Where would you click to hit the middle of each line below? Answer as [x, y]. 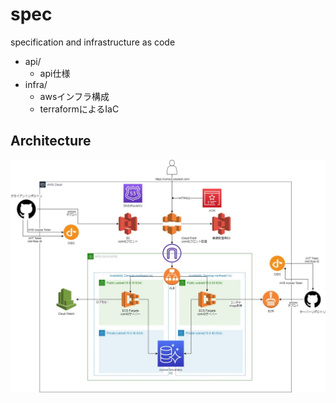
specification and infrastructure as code [93, 42]
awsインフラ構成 [74, 96]
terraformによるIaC [79, 109]
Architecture [51, 141]
